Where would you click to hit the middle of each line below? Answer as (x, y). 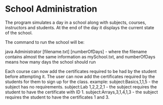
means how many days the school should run (51, 62)
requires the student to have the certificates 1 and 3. (57, 97)
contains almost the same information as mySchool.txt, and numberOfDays (80, 56)
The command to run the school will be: (45, 42)
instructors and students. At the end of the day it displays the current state (80, 27)
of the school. (19, 33)
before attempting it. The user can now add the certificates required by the (80, 76)
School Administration (51, 9)
